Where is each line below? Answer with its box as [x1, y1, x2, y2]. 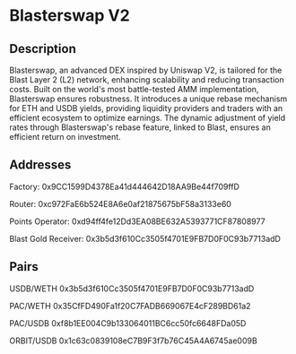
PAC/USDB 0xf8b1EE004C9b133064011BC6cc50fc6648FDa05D [9, 317, 247, 328]
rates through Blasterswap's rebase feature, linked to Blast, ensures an [9, 122, 271, 133]
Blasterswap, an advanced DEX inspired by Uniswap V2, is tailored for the [9, 65, 283, 75]
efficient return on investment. [9, 132, 121, 142]
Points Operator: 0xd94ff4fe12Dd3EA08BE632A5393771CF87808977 [9, 216, 266, 227]
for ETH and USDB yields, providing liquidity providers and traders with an [9, 103, 283, 113]
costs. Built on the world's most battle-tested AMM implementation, [9, 84, 259, 94]
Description [9, 41, 76, 56]
